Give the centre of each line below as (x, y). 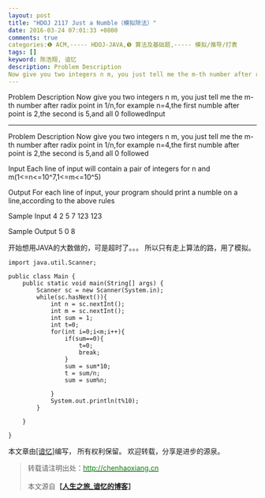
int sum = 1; (71, 318)
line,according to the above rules (62, 200)
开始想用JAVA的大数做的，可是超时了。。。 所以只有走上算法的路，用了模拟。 (132, 247)
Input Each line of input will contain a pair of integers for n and (109, 168)
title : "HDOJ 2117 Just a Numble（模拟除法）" (82, 23)
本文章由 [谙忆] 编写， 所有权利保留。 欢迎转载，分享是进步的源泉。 (116, 451)
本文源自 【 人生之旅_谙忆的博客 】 (81, 486)
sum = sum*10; (88, 366)
